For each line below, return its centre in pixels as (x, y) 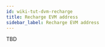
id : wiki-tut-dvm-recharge (39, 11)
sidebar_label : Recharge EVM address (53, 22)
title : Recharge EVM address (42, 17)
